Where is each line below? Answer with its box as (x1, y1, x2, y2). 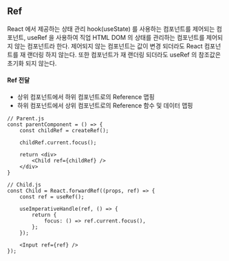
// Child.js (7, 182, 41, 189)
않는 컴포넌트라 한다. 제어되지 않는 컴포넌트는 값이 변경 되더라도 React (14, 41, 203, 50)
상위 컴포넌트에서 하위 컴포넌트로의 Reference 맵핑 (17, 93, 155, 101)
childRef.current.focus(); (19, 139, 97, 147)
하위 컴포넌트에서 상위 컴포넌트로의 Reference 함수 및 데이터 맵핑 (17, 101, 193, 109)
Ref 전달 (7, 76, 30, 85)
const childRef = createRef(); (19, 127, 109, 134)
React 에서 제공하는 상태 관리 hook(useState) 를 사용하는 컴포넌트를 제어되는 (7, 24, 215, 33)
